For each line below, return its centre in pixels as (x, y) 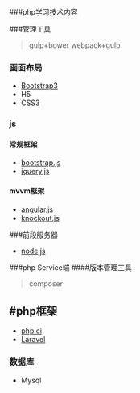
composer (46, 283)
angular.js (37, 209)
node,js (33, 251)
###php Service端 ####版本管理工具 (70, 267)
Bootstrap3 (39, 86)
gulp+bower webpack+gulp (74, 45)
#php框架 (33, 311)
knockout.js (40, 218)
